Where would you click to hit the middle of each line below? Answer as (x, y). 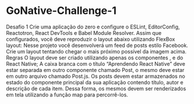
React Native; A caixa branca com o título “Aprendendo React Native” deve (96, 64)
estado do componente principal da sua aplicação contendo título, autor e (95, 82)
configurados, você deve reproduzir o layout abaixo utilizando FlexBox (91, 39)
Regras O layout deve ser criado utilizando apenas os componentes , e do (95, 58)
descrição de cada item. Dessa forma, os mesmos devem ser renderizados (96, 88)
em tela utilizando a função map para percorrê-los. (67, 95)
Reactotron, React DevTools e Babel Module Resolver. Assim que (84, 33)
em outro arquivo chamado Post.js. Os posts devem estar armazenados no (96, 76)
